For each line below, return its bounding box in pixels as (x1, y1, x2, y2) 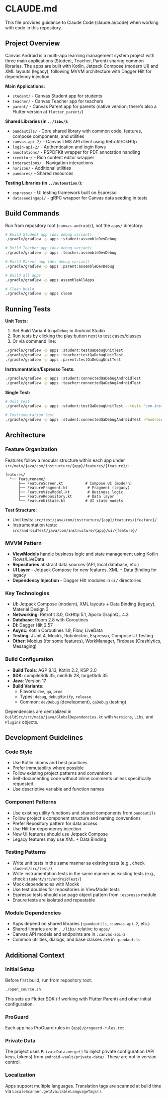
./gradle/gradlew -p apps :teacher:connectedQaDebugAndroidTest (5, 380, 141, 386)
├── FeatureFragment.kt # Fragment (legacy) (18, 485, 130, 490)
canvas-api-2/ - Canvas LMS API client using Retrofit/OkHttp (12, 138, 137, 144)
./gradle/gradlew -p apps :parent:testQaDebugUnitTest (5, 357, 121, 362)
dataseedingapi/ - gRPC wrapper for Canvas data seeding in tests (12, 195, 148, 200)
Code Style (5, 748, 33, 755)
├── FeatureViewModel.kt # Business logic (18, 490, 123, 495)
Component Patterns (5, 799, 57, 805)
